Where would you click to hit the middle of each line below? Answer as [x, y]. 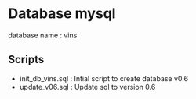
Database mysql [62, 14]
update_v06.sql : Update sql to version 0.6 [87, 87]
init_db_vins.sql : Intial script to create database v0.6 [104, 78]
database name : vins [43, 35]
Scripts [26, 60]
